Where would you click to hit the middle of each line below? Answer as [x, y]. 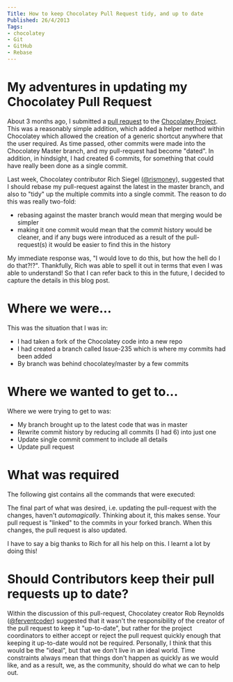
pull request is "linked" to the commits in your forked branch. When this [110, 522]
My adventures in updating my [97, 87]
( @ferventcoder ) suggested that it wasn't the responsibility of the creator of [116, 621]
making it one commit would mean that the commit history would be [114, 229]
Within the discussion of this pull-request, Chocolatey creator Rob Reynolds [116, 613]
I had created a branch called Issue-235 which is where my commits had [121, 349]
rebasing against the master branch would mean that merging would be [120, 215]
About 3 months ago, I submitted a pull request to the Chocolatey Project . [112, 121]
